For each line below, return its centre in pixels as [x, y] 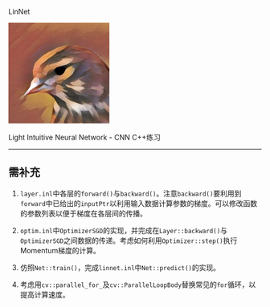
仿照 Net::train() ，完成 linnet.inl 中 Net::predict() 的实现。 [120, 267]
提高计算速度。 [45, 294]
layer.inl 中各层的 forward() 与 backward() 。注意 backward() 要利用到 [131, 193]
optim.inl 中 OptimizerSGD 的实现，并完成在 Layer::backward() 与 [123, 230]
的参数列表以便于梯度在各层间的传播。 [83, 213]
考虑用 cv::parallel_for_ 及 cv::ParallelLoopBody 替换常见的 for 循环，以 [138, 285]
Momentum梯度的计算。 [60, 250]
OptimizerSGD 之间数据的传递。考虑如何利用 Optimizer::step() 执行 [129, 240]
